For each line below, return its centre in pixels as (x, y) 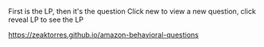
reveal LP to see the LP (46, 20)
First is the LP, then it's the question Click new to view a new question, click (132, 11)
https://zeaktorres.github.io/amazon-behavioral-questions (103, 35)
